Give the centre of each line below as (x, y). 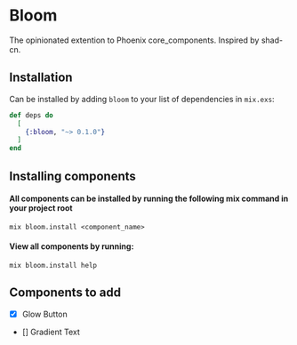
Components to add (65, 293)
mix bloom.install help (53, 265)
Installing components (72, 176)
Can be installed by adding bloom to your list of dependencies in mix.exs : (142, 99)
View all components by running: (72, 246)
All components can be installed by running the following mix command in (149, 199)
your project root (41, 208)
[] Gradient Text (51, 332)
